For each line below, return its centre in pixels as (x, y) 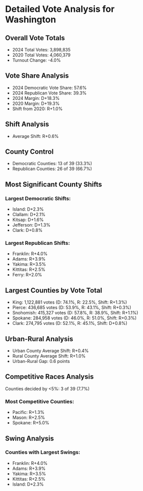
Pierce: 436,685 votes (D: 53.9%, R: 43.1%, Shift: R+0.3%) (72, 308)
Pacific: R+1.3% (28, 412)
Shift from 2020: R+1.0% (37, 109)
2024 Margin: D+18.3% (36, 98)
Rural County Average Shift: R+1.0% (49, 356)
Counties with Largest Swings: (43, 452)
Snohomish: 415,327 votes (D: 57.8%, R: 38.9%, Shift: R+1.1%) (75, 313)
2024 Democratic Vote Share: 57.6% (49, 88)
